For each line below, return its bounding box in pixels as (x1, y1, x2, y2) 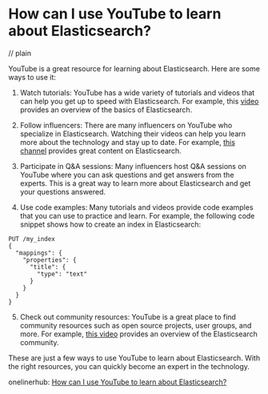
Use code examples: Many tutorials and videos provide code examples (19, 202, 254, 212)
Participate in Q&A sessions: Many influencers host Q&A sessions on (19, 161, 246, 171)
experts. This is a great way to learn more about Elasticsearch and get (19, 178, 251, 188)
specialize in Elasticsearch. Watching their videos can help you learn (19, 129, 246, 139)
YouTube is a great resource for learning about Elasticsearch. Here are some (8, 63, 260, 73)
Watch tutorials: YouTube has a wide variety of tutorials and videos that (19, 87, 255, 97)
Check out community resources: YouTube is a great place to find (19, 312, 236, 321)
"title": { (29, 263, 66, 271)
